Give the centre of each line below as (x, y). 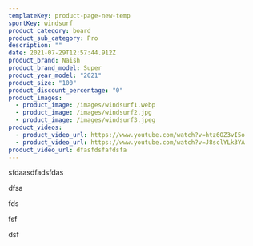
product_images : (35, 98)
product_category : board (50, 30)
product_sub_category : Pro (53, 38)
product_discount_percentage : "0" (66, 90)
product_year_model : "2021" (55, 75)
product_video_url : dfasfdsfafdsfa (68, 150)
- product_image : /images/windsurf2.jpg (84, 113)
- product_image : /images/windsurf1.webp (86, 105)
